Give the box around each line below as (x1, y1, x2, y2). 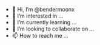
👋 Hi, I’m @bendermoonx (12, 6, 75, 13)
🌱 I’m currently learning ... (12, 19, 77, 26)
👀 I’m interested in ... (12, 12, 64, 19)
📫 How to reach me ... (12, 32, 68, 39)
